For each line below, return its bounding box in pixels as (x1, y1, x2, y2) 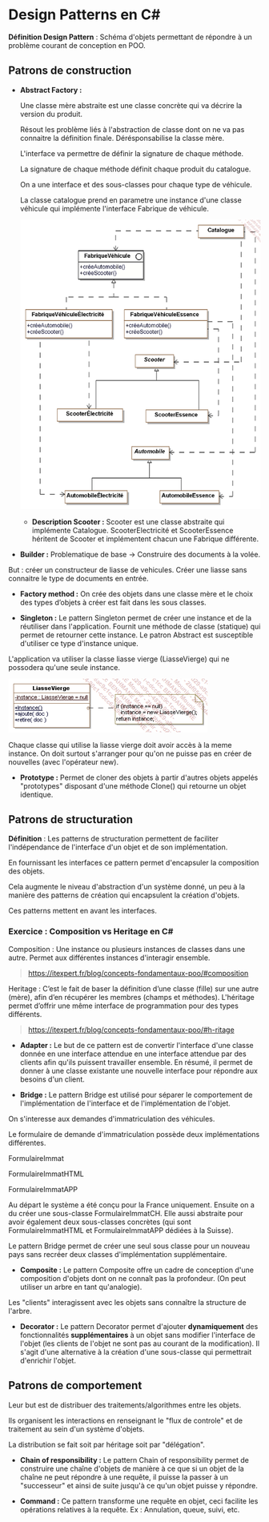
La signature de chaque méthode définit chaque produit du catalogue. (19, 164, 251, 174)
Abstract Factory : (19, 85, 82, 94)
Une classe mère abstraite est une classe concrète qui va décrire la (19, 100, 243, 110)
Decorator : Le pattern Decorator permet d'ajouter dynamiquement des (19, 1321, 259, 1331)
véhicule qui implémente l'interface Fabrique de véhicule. (19, 203, 210, 213)
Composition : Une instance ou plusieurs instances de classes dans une (8, 944, 246, 954)
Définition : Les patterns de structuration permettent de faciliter (8, 834, 219, 844)
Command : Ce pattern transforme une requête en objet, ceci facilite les (19, 1496, 259, 1506)
